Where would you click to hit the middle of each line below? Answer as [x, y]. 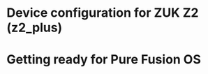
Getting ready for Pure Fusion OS [104, 60]
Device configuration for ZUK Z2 [103, 13]
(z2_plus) [35, 28]
